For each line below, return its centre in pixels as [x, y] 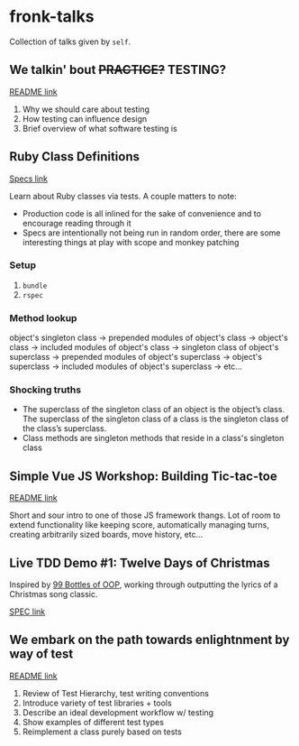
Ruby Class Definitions [75, 157]
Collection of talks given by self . [70, 41]
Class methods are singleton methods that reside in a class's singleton [153, 438]
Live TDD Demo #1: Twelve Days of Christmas [140, 562]
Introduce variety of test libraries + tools [97, 703]
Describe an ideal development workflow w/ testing [118, 712]
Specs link [28, 179]
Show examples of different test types [93, 722]
